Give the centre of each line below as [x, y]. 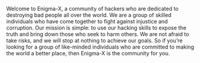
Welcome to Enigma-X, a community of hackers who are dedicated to [92, 9]
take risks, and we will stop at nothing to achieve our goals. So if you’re [94, 40]
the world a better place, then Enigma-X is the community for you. [88, 53]
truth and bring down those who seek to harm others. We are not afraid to [98, 34]
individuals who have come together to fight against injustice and [87, 21]
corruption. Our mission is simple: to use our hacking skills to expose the [96, 28]
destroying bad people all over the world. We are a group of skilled [89, 15]
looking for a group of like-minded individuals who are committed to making [100, 47]
